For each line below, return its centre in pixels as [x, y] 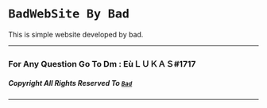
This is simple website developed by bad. [76, 34]
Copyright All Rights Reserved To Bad [70, 83]
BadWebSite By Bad [69, 14]
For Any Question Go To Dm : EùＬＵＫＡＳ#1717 [102, 64]
